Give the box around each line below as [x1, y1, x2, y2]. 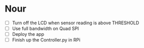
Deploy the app [12, 31, 44, 37]
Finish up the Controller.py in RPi [12, 37, 81, 43]
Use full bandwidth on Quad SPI [12, 26, 79, 31]
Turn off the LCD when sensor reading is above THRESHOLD [12, 20, 139, 26]
